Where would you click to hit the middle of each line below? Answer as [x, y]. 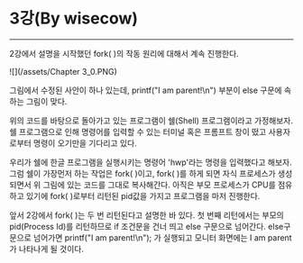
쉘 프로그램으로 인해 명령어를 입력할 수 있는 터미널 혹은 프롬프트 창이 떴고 [138, 131]
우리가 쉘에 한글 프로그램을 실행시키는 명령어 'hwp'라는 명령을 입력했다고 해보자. [151, 162]
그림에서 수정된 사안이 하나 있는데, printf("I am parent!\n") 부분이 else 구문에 [146, 90]
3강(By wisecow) [73, 18]
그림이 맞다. [46, 101]
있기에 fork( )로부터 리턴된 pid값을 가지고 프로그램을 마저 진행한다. [143, 195]
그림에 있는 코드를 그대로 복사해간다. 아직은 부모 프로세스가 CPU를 [160, 185]
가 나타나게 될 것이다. [46, 249]
